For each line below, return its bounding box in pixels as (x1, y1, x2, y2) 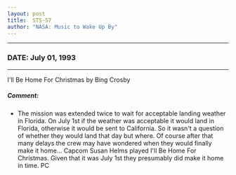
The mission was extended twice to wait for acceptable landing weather (17, 109, 226, 118)
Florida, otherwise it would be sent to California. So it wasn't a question (17, 124, 224, 132)
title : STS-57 (7, 17, 52, 24)
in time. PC (17, 161, 49, 169)
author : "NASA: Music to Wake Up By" (7, 23, 118, 30)
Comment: (7, 92, 39, 100)
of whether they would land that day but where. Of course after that (17, 131, 214, 140)
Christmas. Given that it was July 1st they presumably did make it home (17, 153, 224, 162)
